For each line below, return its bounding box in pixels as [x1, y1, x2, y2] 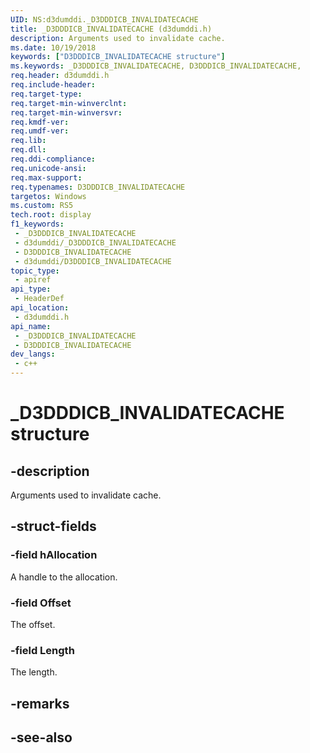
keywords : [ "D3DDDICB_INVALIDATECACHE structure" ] [10, 52, 226, 62]
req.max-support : [10, 172, 83, 183]
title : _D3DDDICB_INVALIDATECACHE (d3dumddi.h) [10, 24, 213, 34]
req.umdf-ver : [10, 126, 70, 136]
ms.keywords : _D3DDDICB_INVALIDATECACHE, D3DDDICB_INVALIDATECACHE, [10, 61, 302, 71]
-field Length [10, 643, 75, 657]
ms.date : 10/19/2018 [10, 42, 97, 53]
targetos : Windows [10, 191, 87, 201]
